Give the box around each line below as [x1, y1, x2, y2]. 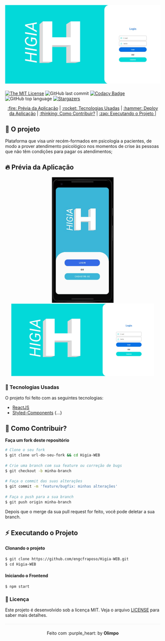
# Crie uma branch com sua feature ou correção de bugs [5, 463, 122, 468]
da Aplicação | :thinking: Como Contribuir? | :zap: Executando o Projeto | [9, 111, 157, 117]
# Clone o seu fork [5, 448, 45, 453]
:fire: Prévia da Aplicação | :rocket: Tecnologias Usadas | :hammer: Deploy [7, 105, 159, 111]
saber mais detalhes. [5, 612, 48, 618]
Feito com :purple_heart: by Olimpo [46, 630, 119, 636]
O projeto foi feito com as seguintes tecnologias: [5, 395, 103, 401]
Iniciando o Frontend [5, 572, 48, 578]
